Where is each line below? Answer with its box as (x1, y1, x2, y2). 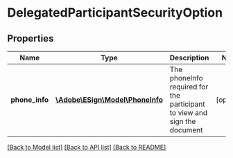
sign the (169, 116, 196, 126)
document (169, 125, 203, 134)
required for (169, 82, 209, 91)
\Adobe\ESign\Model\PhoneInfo (55, 95, 163, 105)
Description (169, 53, 209, 62)
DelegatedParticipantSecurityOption (7, 5, 223, 21)
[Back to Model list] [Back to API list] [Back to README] (7, 143, 166, 151)
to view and (169, 108, 208, 117)
